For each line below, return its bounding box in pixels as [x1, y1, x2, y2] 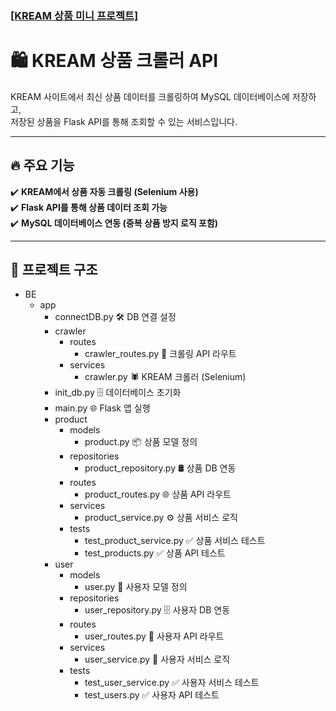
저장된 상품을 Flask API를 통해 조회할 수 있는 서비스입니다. [10, 115, 238, 127]
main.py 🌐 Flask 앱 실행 [54, 402, 151, 414]
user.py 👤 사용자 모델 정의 [84, 581, 188, 593]
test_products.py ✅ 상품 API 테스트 [84, 547, 226, 559]
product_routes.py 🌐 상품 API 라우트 [84, 488, 232, 501]
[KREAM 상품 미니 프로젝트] [10, 8, 139, 22]
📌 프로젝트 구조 [10, 262, 98, 279]
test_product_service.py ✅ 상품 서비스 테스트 [84, 535, 266, 547]
